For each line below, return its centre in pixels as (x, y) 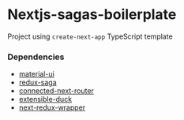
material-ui (36, 74)
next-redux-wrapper (52, 107)
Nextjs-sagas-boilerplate (92, 15)
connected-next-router (56, 91)
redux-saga (38, 82)
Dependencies (36, 57)
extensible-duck (45, 99)
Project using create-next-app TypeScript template (90, 36)
